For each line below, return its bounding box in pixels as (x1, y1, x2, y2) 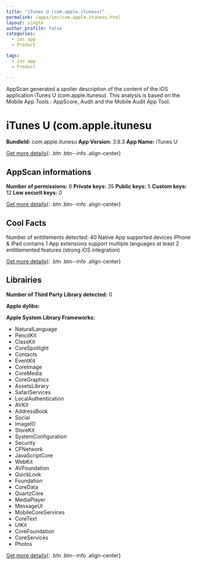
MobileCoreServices (14, 508, 65, 516)
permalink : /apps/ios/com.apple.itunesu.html (6, 14, 120, 20)
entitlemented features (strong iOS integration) (6, 246, 120, 253)
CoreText (14, 515, 37, 522)
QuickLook (14, 470, 42, 478)
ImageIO (14, 420, 36, 427)
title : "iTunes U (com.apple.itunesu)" (6, 8, 105, 15)
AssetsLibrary (14, 382, 49, 390)
